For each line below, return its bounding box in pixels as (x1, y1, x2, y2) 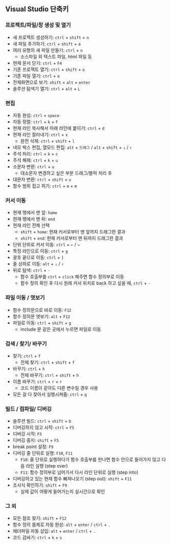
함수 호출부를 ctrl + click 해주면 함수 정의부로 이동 (20, 274, 124, 280)
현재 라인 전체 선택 (12, 222, 50, 228)
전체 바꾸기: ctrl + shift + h (20, 372, 79, 378)
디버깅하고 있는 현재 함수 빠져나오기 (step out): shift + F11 (12, 476, 132, 482)
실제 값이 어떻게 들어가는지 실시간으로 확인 (20, 489, 106, 495)
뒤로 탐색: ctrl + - (12, 267, 51, 274)
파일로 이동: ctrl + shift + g (12, 320, 71, 326)
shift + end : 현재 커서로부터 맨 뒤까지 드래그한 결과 (20, 235, 124, 241)
